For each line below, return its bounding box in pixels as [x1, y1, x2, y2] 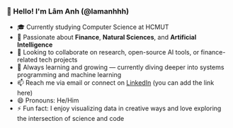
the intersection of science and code [16, 115, 125, 123]
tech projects [39, 56, 78, 64]
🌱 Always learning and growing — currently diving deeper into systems [16, 63, 225, 71]
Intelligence [16, 40, 53, 49]
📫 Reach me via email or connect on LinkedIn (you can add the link [16, 78, 215, 87]
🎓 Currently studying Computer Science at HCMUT [16, 23, 169, 31]
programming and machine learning [16, 71, 122, 79]
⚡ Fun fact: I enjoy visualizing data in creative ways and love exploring [16, 104, 222, 112]
